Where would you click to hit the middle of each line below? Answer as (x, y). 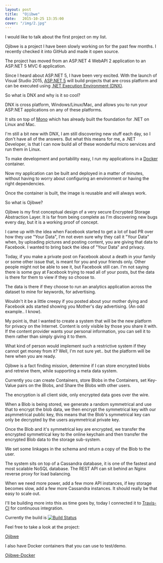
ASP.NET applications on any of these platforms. (54, 110)
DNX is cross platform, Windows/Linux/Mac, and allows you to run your (76, 105)
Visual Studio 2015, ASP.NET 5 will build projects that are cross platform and (81, 81)
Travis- (149, 503)
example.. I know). (24, 312)
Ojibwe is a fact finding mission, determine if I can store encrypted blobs (78, 366)
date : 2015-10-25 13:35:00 (34, 18)
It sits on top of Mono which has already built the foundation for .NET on (77, 119)
